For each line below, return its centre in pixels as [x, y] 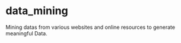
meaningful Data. [27, 33]
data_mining [37, 11]
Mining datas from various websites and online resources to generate [90, 27]
